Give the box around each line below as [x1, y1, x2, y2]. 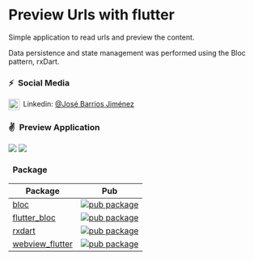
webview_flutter [12, 238, 73, 250]
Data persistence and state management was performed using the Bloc [8, 48, 247, 57]
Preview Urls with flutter [8, 6, 176, 24]
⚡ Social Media [8, 77, 70, 88]
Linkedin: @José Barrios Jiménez [23, 99, 135, 109]
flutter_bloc [12, 212, 57, 223]
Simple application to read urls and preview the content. [8, 32, 195, 42]
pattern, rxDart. [8, 57, 60, 66]
